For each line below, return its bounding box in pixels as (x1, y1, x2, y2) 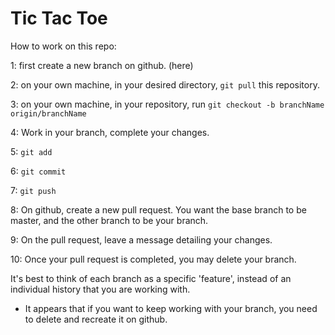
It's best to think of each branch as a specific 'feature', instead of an (10, 272, 292, 284)
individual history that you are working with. (10, 283, 191, 295)
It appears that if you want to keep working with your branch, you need (24, 302, 318, 314)
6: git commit (10, 165, 67, 177)
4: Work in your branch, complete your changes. (10, 126, 210, 138)
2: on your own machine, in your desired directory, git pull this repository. (10, 78, 320, 91)
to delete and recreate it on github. (24, 313, 168, 325)
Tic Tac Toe (10, 7, 108, 30)
